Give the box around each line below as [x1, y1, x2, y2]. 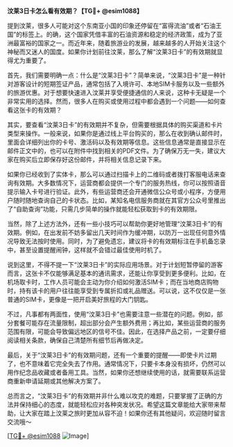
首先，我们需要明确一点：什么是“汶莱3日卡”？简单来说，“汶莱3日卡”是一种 [7, 71, 220, 79]
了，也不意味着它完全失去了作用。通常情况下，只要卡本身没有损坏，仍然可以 [7, 359, 226, 368]
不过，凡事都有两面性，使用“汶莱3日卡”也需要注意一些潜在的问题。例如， [7, 310, 217, 318]
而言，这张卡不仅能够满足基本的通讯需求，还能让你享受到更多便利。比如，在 [7, 269, 226, 277]
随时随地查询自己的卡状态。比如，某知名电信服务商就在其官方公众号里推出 [12, 196, 226, 204]
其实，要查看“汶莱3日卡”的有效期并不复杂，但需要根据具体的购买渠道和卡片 [7, 121, 223, 129]
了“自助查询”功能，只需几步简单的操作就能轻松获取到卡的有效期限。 [7, 205, 201, 213]
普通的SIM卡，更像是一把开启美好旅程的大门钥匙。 [7, 295, 153, 303]
